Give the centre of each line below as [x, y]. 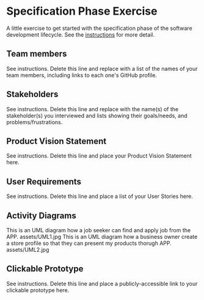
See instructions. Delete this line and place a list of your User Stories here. [100, 196]
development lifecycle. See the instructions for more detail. [80, 34]
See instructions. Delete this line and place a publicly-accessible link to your [102, 284]
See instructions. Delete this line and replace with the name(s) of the [93, 109]
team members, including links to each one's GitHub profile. [82, 75]
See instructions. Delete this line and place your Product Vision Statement [99, 156]
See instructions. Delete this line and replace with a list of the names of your [102, 68]
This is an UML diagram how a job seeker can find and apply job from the [99, 230]
